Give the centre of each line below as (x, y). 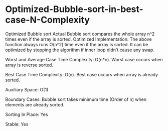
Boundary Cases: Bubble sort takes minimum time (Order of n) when (76, 99)
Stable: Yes (17, 124)
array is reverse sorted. (29, 65)
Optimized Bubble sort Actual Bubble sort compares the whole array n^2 (80, 34)
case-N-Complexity (48, 20)
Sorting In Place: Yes (27, 114)
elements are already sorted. (35, 104)
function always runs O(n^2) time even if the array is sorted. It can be (77, 44)
